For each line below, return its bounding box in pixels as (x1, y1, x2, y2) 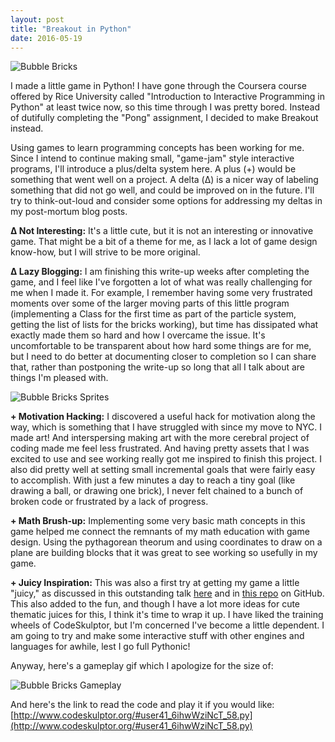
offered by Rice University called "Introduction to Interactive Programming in (10, 91, 325, 103)
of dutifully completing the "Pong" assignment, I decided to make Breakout (10, 112, 319, 124)
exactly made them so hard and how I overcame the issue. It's (10, 329, 266, 341)
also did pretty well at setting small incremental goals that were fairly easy (10, 464, 316, 476)
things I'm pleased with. (10, 372, 109, 384)
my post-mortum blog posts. (10, 206, 128, 218)
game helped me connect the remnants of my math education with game (10, 526, 310, 538)
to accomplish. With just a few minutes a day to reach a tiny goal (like (10, 474, 296, 486)
